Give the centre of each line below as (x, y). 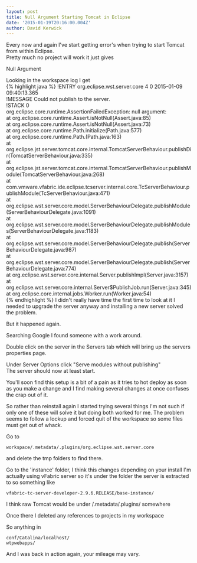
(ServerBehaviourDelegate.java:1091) (51, 212)
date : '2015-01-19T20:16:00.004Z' (49, 22)
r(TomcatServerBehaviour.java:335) (50, 156)
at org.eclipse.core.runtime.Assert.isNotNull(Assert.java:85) (79, 118)
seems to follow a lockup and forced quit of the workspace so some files (94, 419)
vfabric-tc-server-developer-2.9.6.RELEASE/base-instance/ (80, 493)
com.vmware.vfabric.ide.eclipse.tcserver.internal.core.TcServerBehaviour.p (98, 187)
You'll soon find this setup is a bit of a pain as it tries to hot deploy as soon (96, 382)
